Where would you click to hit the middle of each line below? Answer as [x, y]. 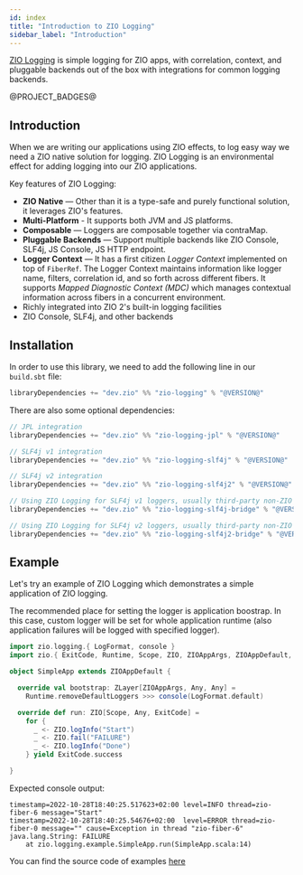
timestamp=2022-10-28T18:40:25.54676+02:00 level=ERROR [119, 820]
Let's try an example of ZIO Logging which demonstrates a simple [132, 584]
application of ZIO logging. [59, 594]
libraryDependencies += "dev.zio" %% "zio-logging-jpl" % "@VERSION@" [145, 435]
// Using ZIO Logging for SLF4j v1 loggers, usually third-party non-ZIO [151, 501]
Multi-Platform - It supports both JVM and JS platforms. [128, 221]
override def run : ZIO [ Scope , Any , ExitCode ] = [109, 712]
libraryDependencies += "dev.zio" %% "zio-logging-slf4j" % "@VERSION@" [149, 460]
